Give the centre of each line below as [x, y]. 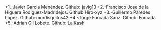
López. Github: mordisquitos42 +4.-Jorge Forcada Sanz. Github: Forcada [80, 18]
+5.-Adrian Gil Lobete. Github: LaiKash [45, 23]
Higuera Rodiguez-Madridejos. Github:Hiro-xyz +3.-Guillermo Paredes [78, 12]
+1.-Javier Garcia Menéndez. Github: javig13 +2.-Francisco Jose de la [77, 7]
